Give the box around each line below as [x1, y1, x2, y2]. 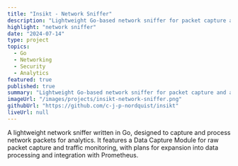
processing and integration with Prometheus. [7, 150, 139, 159]
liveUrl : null [7, 109, 50, 116]
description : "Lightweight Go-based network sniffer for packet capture [7, 17, 227, 24]
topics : [7, 43, 30, 50]
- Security [13, 63, 46, 70]
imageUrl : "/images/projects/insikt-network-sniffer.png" [7, 96, 182, 103]
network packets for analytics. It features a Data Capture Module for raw [7, 136, 220, 144]
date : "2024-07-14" [7, 30, 65, 37]
